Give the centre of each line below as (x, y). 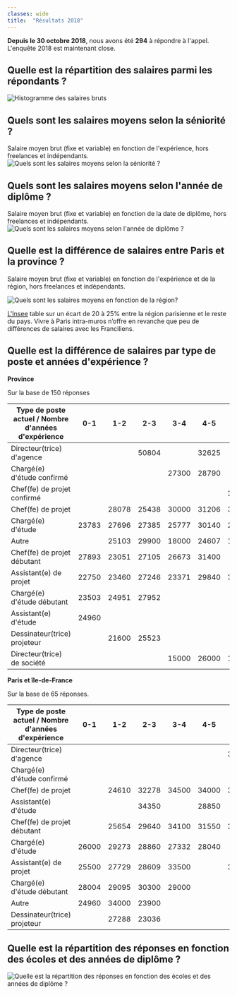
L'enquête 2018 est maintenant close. (62, 48)
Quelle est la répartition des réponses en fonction (118, 948)
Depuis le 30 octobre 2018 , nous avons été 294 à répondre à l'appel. (108, 40)
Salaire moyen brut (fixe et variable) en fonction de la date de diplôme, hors (117, 213)
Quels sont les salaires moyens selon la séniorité (116, 120)
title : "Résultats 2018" (45, 20)
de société (28, 663)
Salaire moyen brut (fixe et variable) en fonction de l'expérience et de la (111, 279)
